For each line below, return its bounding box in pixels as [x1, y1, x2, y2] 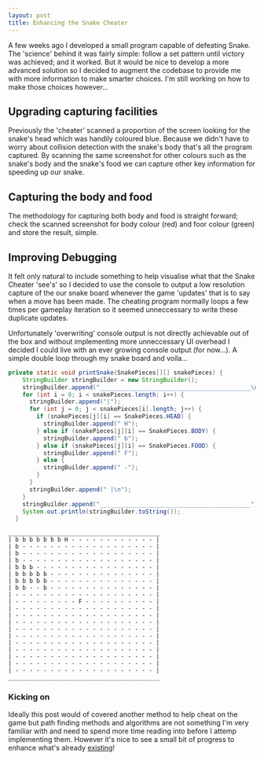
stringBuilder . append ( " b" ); [42, 434, 139, 442]
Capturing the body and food [8, 190, 153, 204]
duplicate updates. [8, 313, 69, 322]
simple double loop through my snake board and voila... [8, 353, 189, 362]
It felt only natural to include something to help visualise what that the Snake [8, 271, 255, 281]
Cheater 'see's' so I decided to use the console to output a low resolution [8, 280, 245, 289]
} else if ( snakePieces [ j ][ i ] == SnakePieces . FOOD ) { [36, 442, 216, 450]
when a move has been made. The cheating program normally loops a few [8, 296, 249, 306]
